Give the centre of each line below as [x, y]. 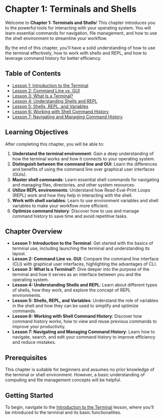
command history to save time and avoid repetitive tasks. [70, 216]
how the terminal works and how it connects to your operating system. [83, 158]
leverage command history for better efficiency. [53, 58]
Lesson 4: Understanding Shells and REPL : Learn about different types [85, 285]
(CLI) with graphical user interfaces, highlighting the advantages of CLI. [84, 264]
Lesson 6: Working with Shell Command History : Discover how [77, 316]
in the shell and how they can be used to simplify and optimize [75, 306]
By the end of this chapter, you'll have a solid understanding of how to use [80, 48]
